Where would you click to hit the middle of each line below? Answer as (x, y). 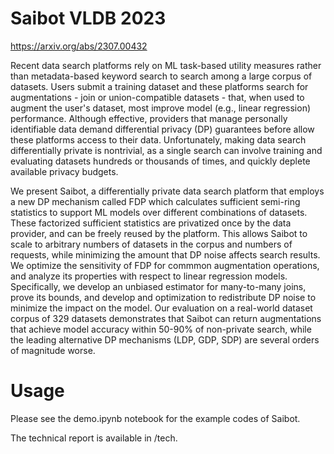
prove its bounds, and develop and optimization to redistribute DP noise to (163, 297)
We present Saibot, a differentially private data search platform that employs (167, 191)
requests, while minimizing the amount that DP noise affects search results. (165, 254)
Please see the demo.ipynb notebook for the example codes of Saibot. (155, 418)
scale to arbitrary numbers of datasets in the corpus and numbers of (151, 244)
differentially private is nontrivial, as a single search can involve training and (166, 150)
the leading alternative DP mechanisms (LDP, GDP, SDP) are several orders (165, 339)
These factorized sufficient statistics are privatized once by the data (151, 223)
